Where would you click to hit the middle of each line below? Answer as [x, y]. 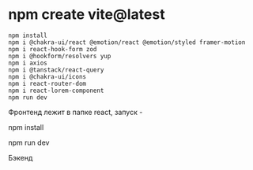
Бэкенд [21, 157]
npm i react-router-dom [47, 83]
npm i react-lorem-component [56, 91]
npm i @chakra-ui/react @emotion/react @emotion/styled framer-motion [127, 42]
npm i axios [28, 63]
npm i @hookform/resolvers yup [60, 56]
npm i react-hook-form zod [53, 49]
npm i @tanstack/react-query [56, 70]
